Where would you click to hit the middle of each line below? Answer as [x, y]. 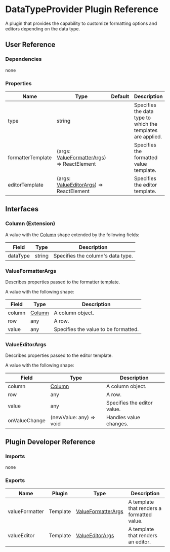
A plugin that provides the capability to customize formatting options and [81, 23]
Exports [15, 480]
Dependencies [24, 59]
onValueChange [27, 421]
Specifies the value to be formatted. [96, 329]
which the [146, 124]
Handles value [123, 418]
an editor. [139, 542]
